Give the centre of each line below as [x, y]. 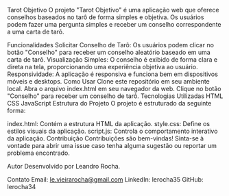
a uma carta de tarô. [36, 32]
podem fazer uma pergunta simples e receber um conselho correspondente [114, 24]
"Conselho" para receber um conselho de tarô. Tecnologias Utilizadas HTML [115, 96]
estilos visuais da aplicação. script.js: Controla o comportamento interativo [112, 131]
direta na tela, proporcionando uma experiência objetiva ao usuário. [103, 67]
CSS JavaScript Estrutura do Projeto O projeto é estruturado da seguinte [109, 103]
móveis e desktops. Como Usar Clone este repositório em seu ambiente [109, 81]
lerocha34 [22, 187]
